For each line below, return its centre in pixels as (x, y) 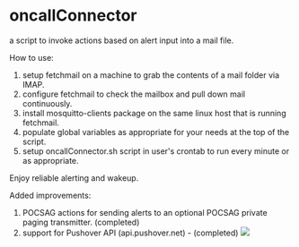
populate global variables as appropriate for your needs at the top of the (156, 132)
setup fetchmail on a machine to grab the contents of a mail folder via (151, 75)
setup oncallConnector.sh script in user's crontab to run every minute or (156, 151)
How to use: (31, 57)
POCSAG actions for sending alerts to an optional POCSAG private (145, 212)
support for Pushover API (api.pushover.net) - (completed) (130, 233)
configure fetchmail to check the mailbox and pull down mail (133, 94)
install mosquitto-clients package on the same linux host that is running (154, 113)
